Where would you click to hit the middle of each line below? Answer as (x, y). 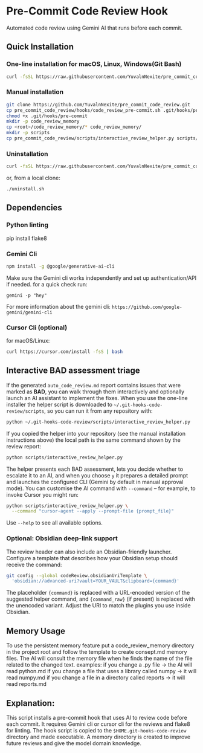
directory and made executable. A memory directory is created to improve (98, 737)
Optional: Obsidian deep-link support (62, 538)
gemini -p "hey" (27, 295)
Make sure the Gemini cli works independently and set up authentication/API (101, 278)
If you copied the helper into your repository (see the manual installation (96, 433)
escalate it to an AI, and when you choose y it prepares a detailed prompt (97, 475)
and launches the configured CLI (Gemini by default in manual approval (95, 482)
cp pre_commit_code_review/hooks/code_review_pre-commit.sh (84, 110)
